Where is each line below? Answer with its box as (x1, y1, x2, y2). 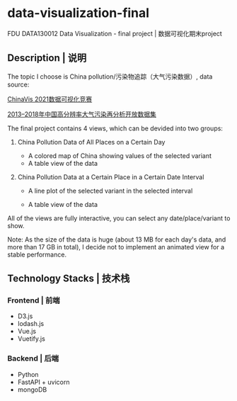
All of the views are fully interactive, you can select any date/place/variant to (7, 214, 231, 222)
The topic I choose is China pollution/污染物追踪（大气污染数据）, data (7, 72, 213, 81)
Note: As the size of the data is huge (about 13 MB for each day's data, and (7, 235, 226, 244)
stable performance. (7, 250, 67, 259)
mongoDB (17, 385, 47, 394)
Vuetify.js (17, 334, 46, 343)
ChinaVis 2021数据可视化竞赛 (7, 94, 93, 103)
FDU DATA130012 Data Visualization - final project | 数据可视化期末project (7, 29, 223, 38)
